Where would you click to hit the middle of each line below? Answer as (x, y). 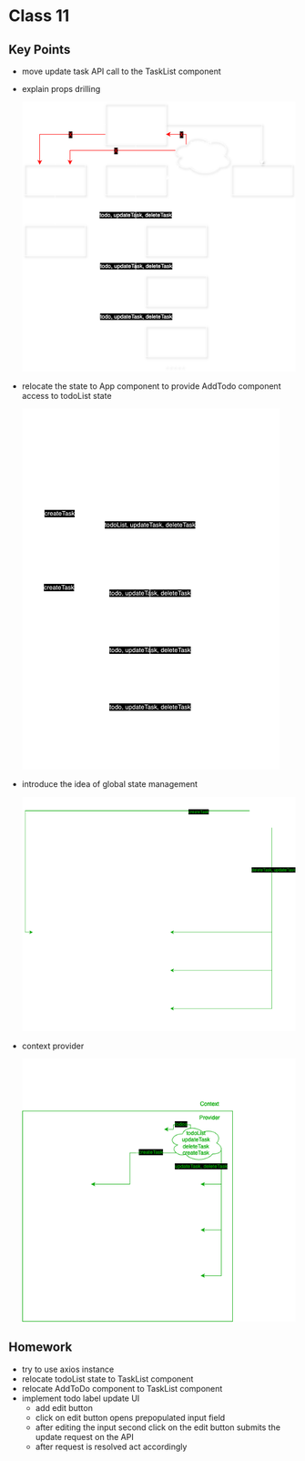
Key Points (40, 50)
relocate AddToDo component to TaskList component (122, 1388)
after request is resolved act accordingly (111, 1446)
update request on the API (84, 1436)
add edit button (64, 1407)
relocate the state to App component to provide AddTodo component (151, 386)
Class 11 (39, 16)
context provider (53, 1046)
